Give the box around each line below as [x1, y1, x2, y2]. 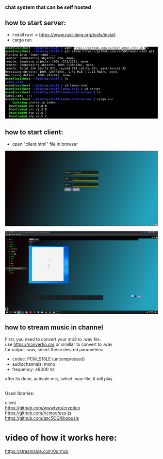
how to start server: [5, 19, 66, 27]
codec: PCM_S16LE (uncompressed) [12, 356, 85, 362]
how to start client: [5, 128, 64, 136]
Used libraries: [5, 390, 34, 396]
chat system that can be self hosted [5, 4, 91, 11]
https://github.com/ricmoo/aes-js [5, 410, 72, 416]
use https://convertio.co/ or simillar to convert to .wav [5, 341, 113, 347]
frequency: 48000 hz [12, 366, 55, 372]
